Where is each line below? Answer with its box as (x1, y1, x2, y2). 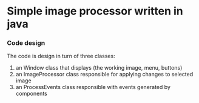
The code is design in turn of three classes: (7, 53, 115, 60)
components (15, 90, 47, 98)
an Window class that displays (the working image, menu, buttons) (15, 64, 183, 71)
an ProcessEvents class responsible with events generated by (15, 84, 170, 91)
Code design (7, 39, 46, 47)
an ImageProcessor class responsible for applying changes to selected (15, 71, 194, 78)
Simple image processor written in (7, 4, 184, 18)
